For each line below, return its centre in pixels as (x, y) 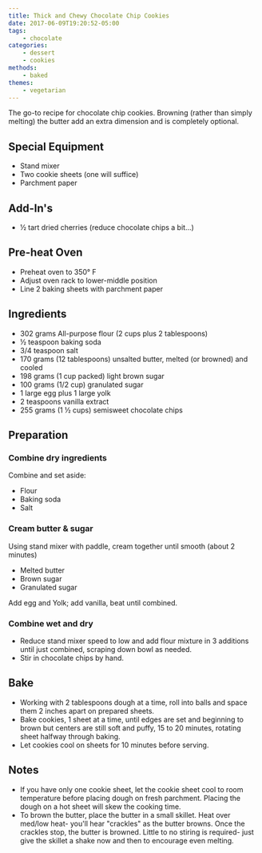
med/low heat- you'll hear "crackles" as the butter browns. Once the (132, 823)
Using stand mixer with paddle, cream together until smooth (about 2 (122, 546)
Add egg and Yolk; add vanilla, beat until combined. (93, 602)
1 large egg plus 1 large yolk (65, 392)
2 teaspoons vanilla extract (64, 401)
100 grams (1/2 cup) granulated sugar (81, 384)
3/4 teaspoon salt (49, 350)
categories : (28, 46)
